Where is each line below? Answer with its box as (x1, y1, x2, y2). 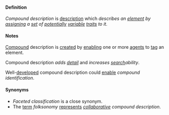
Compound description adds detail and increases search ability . (5, 60, 140, 66)
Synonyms (5, 87, 29, 92)
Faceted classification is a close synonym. (12, 98, 103, 104)
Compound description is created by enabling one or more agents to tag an (5, 44, 164, 50)
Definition (5, 4, 27, 10)
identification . (5, 75, 35, 81)
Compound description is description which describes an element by (5, 15, 151, 22)
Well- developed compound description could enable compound (5, 69, 140, 75)
